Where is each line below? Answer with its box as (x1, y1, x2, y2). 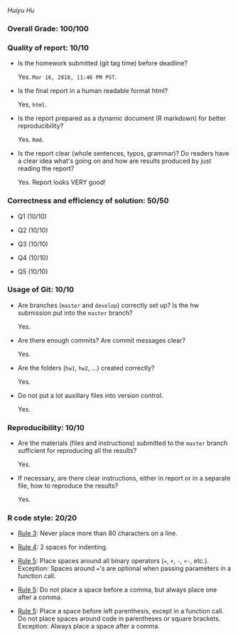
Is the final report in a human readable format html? (17, 87, 168, 95)
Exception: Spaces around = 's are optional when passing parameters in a (17, 564, 232, 573)
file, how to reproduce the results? (17, 481, 119, 490)
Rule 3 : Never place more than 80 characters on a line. (17, 529, 178, 537)
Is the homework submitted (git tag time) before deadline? (17, 59, 188, 68)
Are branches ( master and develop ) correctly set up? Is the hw (17, 301, 199, 309)
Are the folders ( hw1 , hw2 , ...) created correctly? (17, 363, 155, 372)
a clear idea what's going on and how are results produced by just (17, 156, 212, 166)
